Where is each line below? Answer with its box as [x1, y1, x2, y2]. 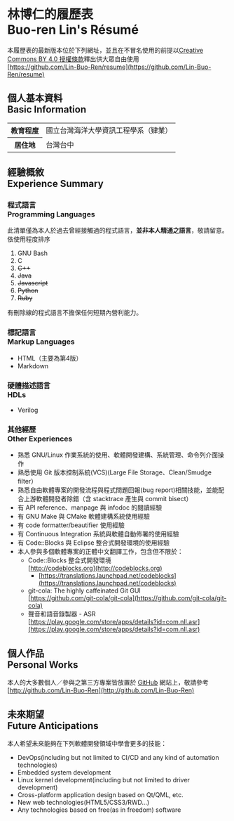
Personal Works [7, 659, 78, 671]
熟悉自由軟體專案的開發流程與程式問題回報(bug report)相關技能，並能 [17, 486, 219, 494]
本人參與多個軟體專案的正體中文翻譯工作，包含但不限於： [17, 548, 184, 556]
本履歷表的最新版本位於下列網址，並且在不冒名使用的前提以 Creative [7, 46, 204, 54]
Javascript [17, 279, 48, 287]
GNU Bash [17, 249, 48, 257]
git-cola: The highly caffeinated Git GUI [27, 586, 142, 595]
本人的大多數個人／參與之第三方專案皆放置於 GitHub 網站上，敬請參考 [7, 678, 209, 687]
